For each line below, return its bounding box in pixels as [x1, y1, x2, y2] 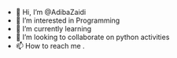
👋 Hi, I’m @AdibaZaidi [15, 8, 87, 16]
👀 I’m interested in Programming [15, 16, 120, 25]
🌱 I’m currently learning [15, 24, 92, 33]
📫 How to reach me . [15, 42, 85, 50]
